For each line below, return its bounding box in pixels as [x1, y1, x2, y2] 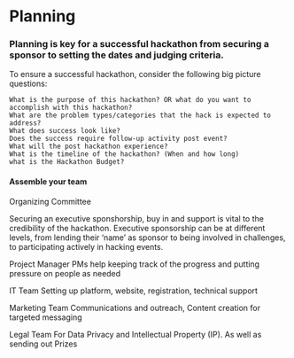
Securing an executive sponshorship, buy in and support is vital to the [9, 213, 264, 223]
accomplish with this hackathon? [9, 104, 133, 113]
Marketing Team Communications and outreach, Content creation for [9, 302, 261, 313]
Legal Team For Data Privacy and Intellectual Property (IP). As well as [9, 329, 262, 339]
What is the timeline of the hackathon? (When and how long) [9, 150, 240, 159]
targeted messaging [9, 312, 82, 323]
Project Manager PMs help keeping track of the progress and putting [9, 259, 259, 269]
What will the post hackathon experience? [9, 142, 168, 152]
